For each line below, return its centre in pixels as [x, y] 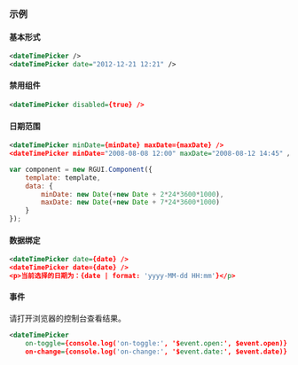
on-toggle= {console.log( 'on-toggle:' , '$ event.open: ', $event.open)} [157, 343]
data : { [39, 186]
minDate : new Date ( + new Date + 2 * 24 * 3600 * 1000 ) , [133, 194]
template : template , [63, 178]
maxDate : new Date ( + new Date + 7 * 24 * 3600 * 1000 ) [130, 202]
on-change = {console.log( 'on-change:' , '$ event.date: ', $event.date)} [157, 352]
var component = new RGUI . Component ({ [81, 169]
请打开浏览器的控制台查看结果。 [67, 318]
